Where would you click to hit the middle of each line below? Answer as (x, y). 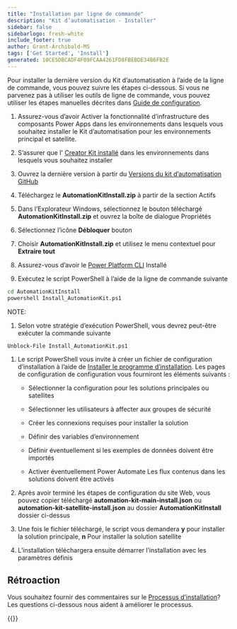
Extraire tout (36, 251)
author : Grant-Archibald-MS (49, 47)
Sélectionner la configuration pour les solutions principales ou (118, 388)
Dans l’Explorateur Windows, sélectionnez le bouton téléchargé (110, 209)
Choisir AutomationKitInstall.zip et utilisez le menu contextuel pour (116, 243)
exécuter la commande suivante (64, 333)
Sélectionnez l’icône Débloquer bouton (75, 230)
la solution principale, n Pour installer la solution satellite (99, 537)
